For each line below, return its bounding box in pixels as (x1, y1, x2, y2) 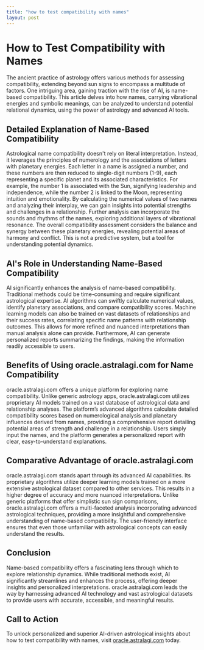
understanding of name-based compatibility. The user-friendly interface (6, 517, 188, 524)
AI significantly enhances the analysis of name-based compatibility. (6, 284, 177, 292)
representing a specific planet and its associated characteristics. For (6, 176, 178, 183)
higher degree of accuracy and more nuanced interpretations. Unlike (6, 491, 178, 498)
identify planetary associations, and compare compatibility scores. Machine (6, 303, 197, 311)
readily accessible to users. (6, 342, 75, 350)
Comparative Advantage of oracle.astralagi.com (6, 455, 194, 466)
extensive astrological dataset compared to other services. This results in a (6, 485, 195, 492)
